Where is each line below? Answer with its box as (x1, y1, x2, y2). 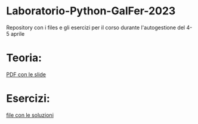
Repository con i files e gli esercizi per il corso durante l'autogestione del (6, 24, 185, 31)
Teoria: (6, 51, 42, 65)
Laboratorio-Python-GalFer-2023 (6, 4, 176, 18)
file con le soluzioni (6, 111, 54, 119)
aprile (11, 30, 25, 37)
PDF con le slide (6, 70, 47, 78)
